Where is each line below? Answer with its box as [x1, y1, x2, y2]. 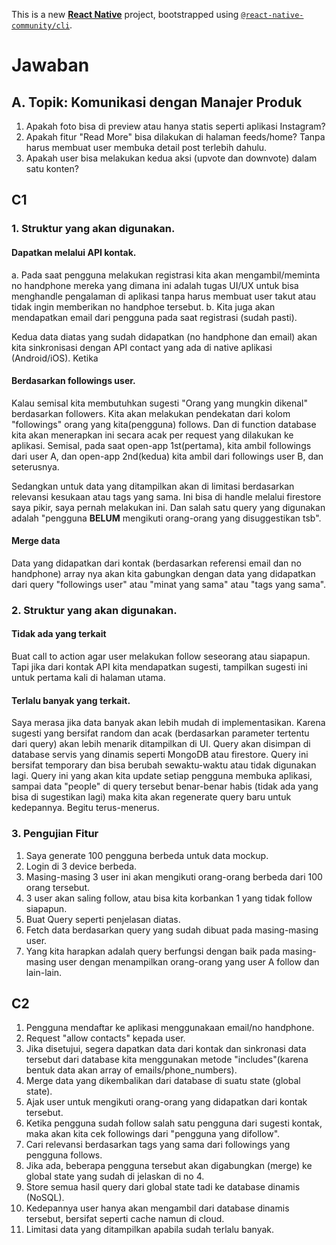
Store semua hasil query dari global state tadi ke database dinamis [25, 1181, 301, 1193]
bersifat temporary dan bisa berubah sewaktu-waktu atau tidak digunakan [11, 759, 317, 771]
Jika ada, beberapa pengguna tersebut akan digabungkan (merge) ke [25, 1160, 313, 1172]
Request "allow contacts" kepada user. [25, 1032, 186, 1044]
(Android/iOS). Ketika [11, 352, 99, 364]
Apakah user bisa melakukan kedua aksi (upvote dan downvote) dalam [25, 152, 318, 164]
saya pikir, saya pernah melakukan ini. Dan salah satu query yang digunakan [11, 501, 326, 513]
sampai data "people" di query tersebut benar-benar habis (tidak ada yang [11, 780, 319, 793]
